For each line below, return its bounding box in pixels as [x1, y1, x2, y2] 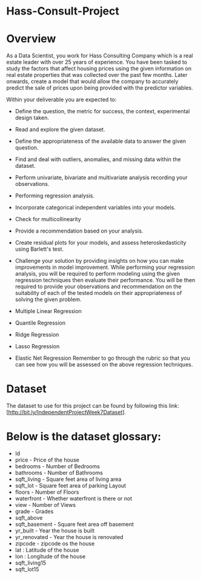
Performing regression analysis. [15, 192, 95, 199]
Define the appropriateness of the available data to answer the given [15, 137, 186, 145]
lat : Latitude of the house [15, 546, 79, 554]
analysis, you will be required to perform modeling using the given [15, 270, 180, 277]
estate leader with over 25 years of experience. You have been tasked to [6, 59, 188, 66]
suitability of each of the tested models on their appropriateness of [15, 289, 182, 297]
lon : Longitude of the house [15, 553, 86, 560]
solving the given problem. [15, 296, 82, 303]
